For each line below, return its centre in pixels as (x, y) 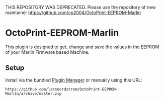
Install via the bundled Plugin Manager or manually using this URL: (74, 80)
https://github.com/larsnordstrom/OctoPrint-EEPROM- (62, 89)
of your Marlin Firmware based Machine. (47, 52)
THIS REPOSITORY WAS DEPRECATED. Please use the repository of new (80, 7)
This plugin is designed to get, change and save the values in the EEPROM (82, 47)
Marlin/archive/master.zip (33, 93)
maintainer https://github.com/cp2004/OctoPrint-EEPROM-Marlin (73, 13)
